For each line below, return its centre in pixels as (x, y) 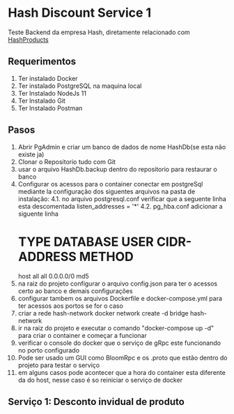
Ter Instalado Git (41, 101)
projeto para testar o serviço (59, 365)
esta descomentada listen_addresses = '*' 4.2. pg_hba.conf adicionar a (120, 206)
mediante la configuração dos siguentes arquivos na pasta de (107, 191)
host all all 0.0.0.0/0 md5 (53, 276)
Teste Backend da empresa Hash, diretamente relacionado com (99, 32)
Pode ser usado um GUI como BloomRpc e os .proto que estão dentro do (123, 357)
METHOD (107, 257)
